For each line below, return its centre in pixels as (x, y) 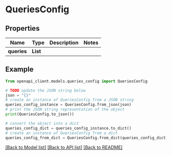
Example (19, 69)
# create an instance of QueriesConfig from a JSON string (70, 100)
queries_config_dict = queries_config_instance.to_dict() (68, 128)
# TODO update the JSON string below (46, 91)
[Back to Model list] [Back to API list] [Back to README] (64, 147)
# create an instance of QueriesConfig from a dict (61, 133)
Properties (23, 28)
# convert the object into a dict (42, 123)
